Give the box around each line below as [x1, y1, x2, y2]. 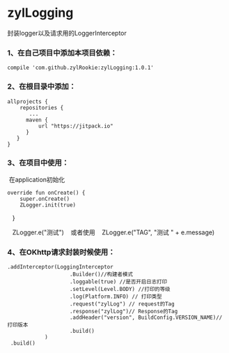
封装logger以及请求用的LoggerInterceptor [7, 29, 127, 37]
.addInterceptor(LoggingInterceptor [7, 264, 113, 271]
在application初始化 [8, 175, 65, 183]
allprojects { [7, 98, 49, 105]
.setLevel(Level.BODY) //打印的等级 [69, 286, 171, 293]
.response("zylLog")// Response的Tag [69, 308, 178, 315]
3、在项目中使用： [7, 158, 70, 168]
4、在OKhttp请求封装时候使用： [7, 247, 116, 257]
